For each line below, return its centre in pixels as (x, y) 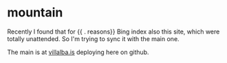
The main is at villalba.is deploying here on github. (78, 52)
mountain (35, 13)
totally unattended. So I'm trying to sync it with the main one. (94, 38)
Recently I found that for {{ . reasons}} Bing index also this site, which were (113, 32)
